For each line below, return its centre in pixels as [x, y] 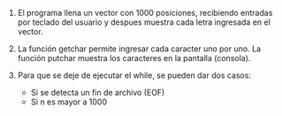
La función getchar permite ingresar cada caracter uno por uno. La [139, 49]
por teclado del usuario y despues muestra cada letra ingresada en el [144, 22]
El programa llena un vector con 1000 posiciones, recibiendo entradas [145, 13]
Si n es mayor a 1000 [69, 102]
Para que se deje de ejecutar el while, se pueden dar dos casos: [134, 75]
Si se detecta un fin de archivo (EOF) [98, 93]
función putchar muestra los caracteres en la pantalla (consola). [134, 58]
